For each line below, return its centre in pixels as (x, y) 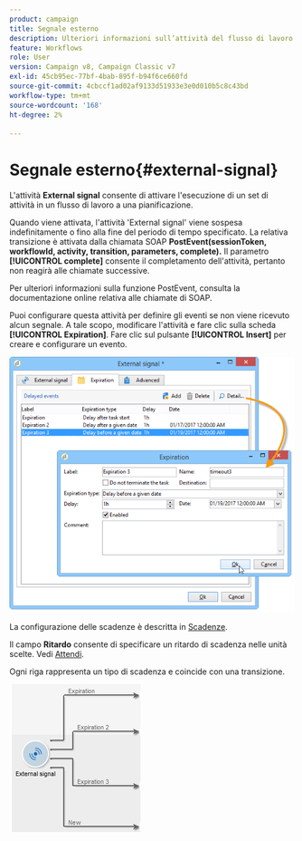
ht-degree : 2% (36, 115)
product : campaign (44, 19)
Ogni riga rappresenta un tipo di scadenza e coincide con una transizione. (147, 672)
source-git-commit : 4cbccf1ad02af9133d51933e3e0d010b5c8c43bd (129, 86)
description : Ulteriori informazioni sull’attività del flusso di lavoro (151, 38)
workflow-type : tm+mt (50, 95)
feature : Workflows (46, 48)
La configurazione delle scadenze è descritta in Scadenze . (118, 627)
